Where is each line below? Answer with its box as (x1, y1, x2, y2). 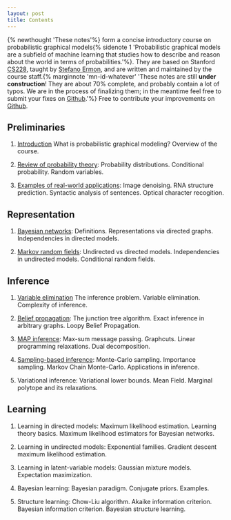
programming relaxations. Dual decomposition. (17, 342, 150, 350)
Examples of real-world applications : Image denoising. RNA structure (17, 181, 214, 190)
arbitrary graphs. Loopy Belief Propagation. (17, 321, 141, 329)
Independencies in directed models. (17, 234, 119, 242)
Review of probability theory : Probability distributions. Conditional (17, 160, 204, 169)
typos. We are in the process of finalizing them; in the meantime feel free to (7, 87, 222, 95)
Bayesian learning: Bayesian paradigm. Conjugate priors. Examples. (17, 484, 210, 492)
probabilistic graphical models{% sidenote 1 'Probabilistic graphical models (7, 43, 221, 51)
